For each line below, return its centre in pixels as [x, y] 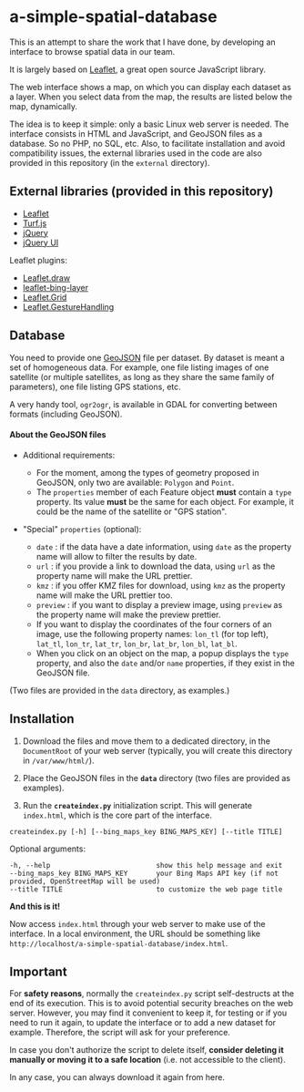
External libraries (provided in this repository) [142, 192]
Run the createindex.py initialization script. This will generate [137, 805]
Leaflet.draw [46, 278]
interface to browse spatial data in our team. [92, 51]
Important [38, 971]
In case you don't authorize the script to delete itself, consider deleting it [147, 1050]
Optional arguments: [48, 849]
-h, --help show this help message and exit [146, 865]
